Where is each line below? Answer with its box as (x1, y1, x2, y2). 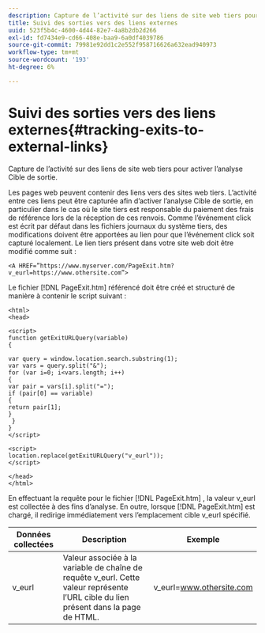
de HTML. (62, 611, 100, 622)
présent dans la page (62, 601, 141, 612)
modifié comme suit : (8, 246, 77, 256)
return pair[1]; (8, 403, 62, 411)
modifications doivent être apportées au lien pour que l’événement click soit (8, 229, 255, 239)
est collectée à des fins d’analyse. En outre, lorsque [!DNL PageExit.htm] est (8, 502, 256, 511)
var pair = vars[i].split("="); (8, 382, 114, 390)
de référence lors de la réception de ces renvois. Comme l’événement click (8, 213, 252, 222)
